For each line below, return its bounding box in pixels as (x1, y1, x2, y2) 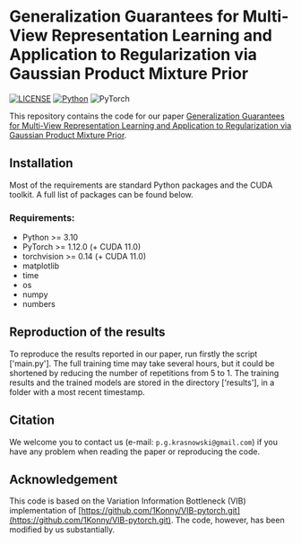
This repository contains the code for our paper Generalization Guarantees (9, 110, 285, 121)
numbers (21, 299, 56, 310)
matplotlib (21, 260, 60, 271)
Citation (9, 413, 56, 428)
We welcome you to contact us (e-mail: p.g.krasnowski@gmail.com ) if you (9, 436, 279, 447)
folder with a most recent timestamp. (9, 386, 145, 397)
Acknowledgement (9, 472, 118, 487)
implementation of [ (9, 505, 82, 516)
